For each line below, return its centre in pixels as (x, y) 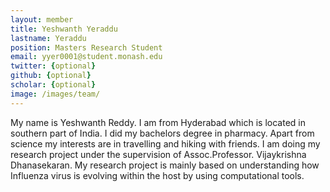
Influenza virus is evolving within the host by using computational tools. (157, 175)
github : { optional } (51, 76)
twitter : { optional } (53, 66)
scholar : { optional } (53, 85)
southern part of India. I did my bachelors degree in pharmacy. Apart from (162, 133)
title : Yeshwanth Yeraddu (64, 29)
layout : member (42, 19)
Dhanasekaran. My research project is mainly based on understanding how (165, 165)
